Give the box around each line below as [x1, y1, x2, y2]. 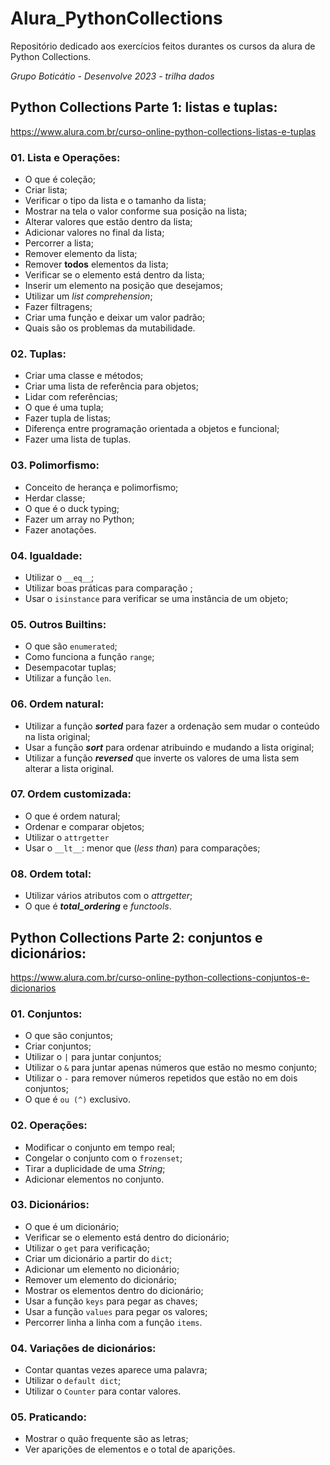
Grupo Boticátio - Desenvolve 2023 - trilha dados [10, 70, 215, 82]
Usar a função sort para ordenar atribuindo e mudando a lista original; [24, 741, 315, 753]
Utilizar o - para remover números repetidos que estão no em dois [24, 1072, 298, 1084]
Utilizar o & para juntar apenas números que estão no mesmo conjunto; [24, 1062, 318, 1074]
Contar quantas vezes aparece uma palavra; [24, 1364, 208, 1376]
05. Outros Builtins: [10, 617, 107, 631]
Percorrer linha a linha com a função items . [24, 1316, 203, 1328]
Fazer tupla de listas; [24, 412, 112, 424]
